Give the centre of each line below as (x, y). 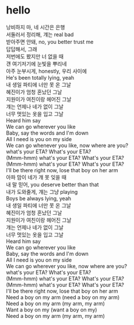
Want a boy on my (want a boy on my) (52, 309)
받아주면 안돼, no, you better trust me (50, 42)
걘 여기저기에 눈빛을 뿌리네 (36, 64)
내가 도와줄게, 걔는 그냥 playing (42, 191)
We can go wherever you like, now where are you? (66, 266)
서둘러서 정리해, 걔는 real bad (40, 34)
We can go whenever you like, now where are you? (67, 145)
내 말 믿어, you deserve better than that (52, 184)
